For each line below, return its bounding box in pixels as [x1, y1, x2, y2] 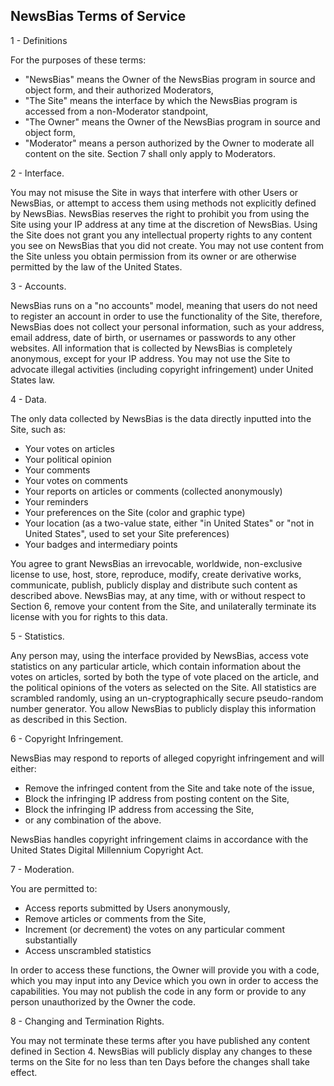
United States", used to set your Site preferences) [24, 527, 230, 539]
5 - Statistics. [10, 630, 65, 642]
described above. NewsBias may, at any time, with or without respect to [10, 589, 306, 601]
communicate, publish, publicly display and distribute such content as [10, 579, 298, 591]
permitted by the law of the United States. [10, 260, 183, 273]
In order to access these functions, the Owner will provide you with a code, [10, 964, 320, 976]
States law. [10, 374, 56, 386]
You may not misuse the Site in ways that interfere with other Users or [10, 186, 299, 198]
